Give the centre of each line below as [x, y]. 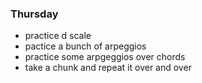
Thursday [34, 14]
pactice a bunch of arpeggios [85, 46]
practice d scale [58, 36]
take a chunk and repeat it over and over [108, 68]
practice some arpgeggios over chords [105, 57]
